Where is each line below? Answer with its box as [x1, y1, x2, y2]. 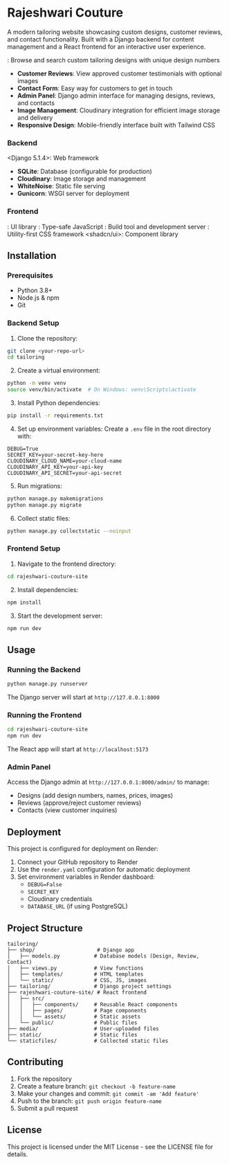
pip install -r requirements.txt [7, 412, 104, 420]
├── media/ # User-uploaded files [7, 1025, 159, 1032]
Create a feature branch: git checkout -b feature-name [17, 1082, 176, 1090]
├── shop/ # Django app [7, 947, 135, 953]
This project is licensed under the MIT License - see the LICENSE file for [7, 1143, 213, 1151]
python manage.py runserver [7, 681, 89, 688]
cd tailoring [7, 354, 45, 361]
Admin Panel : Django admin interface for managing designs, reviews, [17, 91, 216, 100]
